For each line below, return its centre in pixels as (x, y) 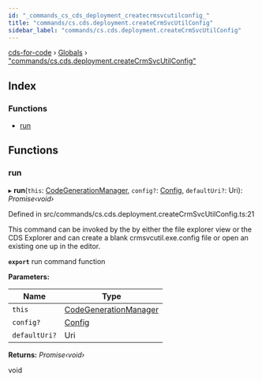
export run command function (57, 261)
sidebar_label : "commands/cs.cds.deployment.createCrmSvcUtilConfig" (125, 30)
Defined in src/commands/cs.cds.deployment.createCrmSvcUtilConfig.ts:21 (131, 213)
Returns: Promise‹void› (47, 355)
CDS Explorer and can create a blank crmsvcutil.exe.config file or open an (128, 237)
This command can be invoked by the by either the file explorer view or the (130, 229)
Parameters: (29, 277)
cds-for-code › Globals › (48, 53)
